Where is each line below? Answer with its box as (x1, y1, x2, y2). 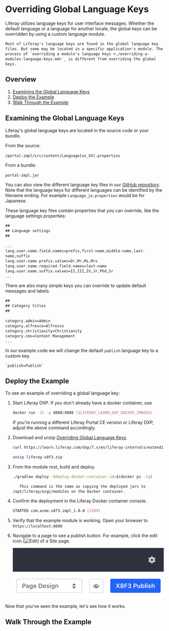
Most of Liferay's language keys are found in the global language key (5, 41, 158, 46)
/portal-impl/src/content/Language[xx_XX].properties (5, 153, 121, 158)
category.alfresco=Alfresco (5, 323, 64, 328)
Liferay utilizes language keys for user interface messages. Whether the (5, 20, 154, 26)
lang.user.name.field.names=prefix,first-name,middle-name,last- (5, 248, 145, 253)
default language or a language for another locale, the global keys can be (5, 25, 157, 31)
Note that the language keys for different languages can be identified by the (5, 187, 162, 193)
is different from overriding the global (68, 56, 156, 62)
